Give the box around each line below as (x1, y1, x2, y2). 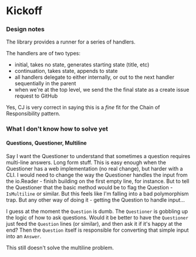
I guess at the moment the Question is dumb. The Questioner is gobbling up (6, 208, 188, 215)
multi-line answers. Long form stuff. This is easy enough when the (6, 159, 166, 166)
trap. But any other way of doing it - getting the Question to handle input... (6, 196, 185, 203)
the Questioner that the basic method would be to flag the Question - (6, 183, 173, 191)
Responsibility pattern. (6, 110, 60, 117)
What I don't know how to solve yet (6, 125, 109, 133)
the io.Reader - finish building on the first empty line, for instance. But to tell (6, 178, 190, 185)
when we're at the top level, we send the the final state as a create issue (14, 86, 190, 94)
